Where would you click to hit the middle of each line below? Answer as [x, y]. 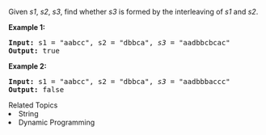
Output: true [34, 51]
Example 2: [27, 66]
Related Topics [33, 105]
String [29, 114]
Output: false [36, 89]
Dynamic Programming [57, 122]
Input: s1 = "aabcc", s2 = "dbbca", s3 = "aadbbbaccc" [119, 81]
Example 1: [27, 27]
